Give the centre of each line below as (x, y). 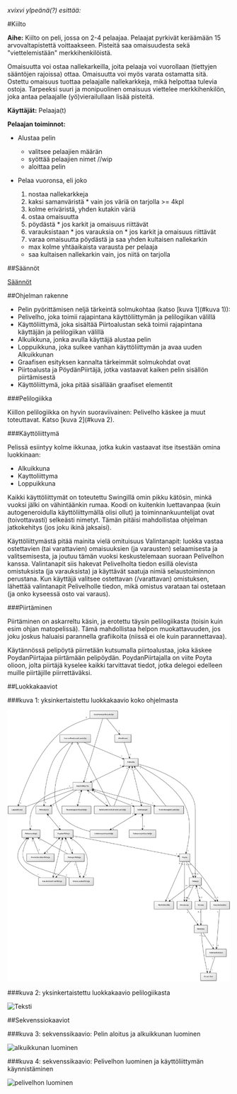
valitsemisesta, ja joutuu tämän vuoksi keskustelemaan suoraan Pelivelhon (116, 556)
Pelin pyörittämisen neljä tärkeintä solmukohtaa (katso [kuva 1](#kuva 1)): (124, 309)
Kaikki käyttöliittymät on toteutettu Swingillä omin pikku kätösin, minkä (110, 497)
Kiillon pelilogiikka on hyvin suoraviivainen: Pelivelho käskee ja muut (106, 412)
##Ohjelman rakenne (38, 296)
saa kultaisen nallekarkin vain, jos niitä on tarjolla (99, 254)
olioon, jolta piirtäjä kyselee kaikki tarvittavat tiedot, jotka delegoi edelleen (115, 665)
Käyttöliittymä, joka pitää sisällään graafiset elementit (95, 385)
